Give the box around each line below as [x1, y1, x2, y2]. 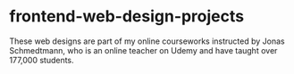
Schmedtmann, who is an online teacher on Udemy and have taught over [9, 45, 278, 55]
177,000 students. [9, 54, 74, 65]
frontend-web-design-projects [9, 6, 244, 27]
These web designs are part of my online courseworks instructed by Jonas [9, 36, 285, 46]
